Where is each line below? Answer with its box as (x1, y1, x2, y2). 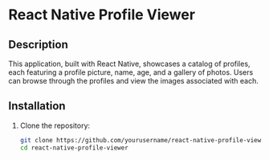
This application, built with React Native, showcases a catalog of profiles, (8, 59, 251, 68)
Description (8, 38, 68, 51)
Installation (8, 99, 66, 113)
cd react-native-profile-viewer (19, 143, 128, 152)
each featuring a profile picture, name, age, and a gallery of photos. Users (8, 68, 254, 77)
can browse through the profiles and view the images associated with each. (8, 76, 259, 85)
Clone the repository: (19, 121, 91, 130)
